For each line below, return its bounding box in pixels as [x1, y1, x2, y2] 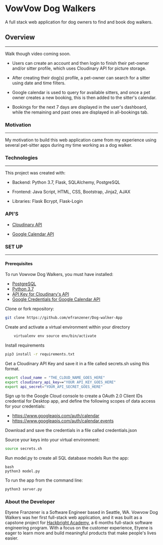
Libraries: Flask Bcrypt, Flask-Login [12, 198, 83, 204]
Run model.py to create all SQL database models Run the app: [5, 455, 129, 461]
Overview [5, 33, 35, 41]
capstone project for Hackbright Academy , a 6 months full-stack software [5, 520, 153, 526]
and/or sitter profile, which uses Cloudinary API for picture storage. [12, 65, 147, 71]
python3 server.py [5, 487, 42, 492]
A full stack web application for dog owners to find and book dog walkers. [5, 19, 153, 25]
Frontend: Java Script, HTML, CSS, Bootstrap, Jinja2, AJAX [12, 189, 131, 195]
